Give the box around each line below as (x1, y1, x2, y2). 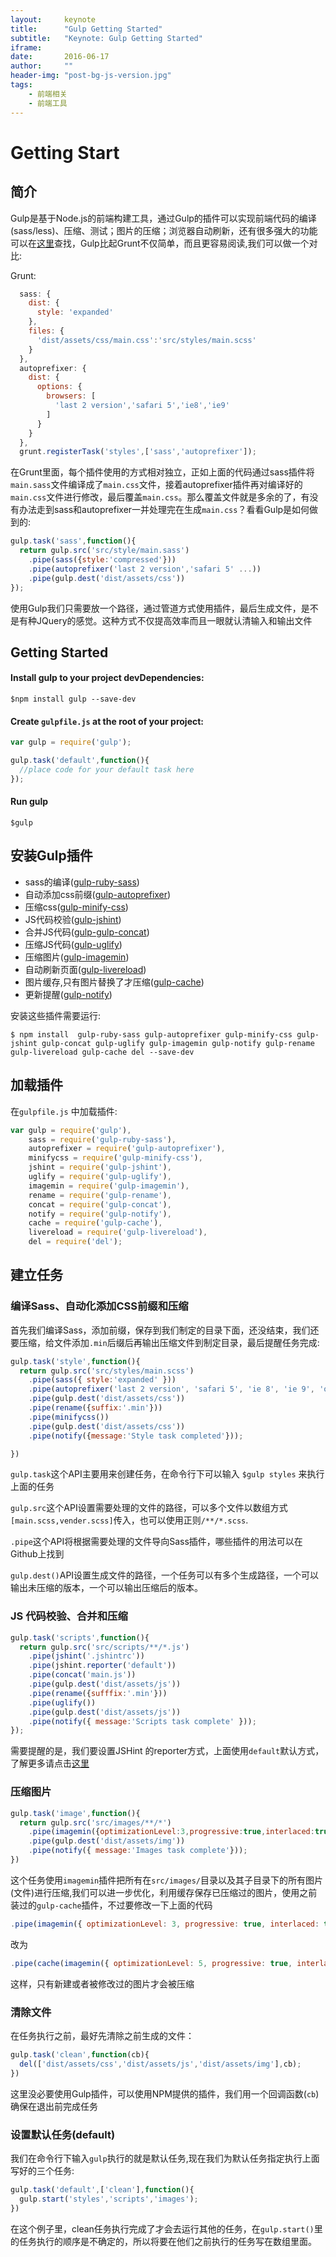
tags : (10, 80, 33, 90)
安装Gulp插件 (10, 847, 93, 865)
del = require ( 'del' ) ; (28, 1237, 123, 1247)
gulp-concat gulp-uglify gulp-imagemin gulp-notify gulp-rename (41, 1038, 315, 1048)
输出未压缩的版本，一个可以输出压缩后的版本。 (10, 1582, 203, 1594)
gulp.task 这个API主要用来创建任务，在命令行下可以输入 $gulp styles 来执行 (10, 1468, 325, 1480)
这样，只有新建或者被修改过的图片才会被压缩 (10, 1977, 195, 1990)
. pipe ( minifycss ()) (28, 1412, 110, 1422)
